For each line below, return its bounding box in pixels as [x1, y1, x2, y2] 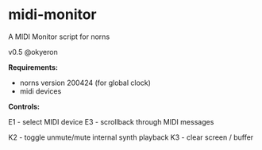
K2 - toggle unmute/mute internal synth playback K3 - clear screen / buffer [8, 133, 254, 142]
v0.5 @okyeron [8, 47, 58, 56]
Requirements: [8, 62, 58, 72]
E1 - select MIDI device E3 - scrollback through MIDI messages [8, 117, 214, 126]
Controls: [8, 102, 40, 111]
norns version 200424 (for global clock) [19, 78, 151, 87]
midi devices [19, 86, 62, 96]
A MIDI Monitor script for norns [8, 32, 110, 41]
